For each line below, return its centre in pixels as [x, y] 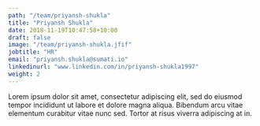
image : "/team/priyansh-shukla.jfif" [70, 45]
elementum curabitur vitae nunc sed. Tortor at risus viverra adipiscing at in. [130, 113]
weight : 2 [24, 74]
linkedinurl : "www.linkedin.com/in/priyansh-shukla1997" [104, 67]
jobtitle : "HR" [33, 52]
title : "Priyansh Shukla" [50, 23]
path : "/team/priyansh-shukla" [59, 15]
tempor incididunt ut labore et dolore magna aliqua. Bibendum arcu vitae [126, 105]
